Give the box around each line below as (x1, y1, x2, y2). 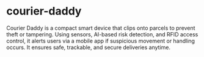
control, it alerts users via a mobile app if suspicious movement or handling (6, 37, 195, 44)
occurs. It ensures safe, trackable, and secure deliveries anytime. (6, 44, 171, 51)
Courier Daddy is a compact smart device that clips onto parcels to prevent (6, 24, 195, 32)
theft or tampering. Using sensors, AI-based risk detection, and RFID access (6, 30, 199, 38)
